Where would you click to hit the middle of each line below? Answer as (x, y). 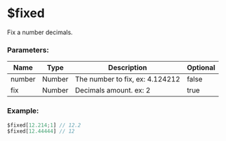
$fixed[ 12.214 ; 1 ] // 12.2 (44, 125)
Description (128, 68)
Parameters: (28, 50)
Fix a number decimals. (40, 32)
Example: (23, 111)
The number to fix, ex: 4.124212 (127, 79)
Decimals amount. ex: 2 (113, 90)
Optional (201, 68)
